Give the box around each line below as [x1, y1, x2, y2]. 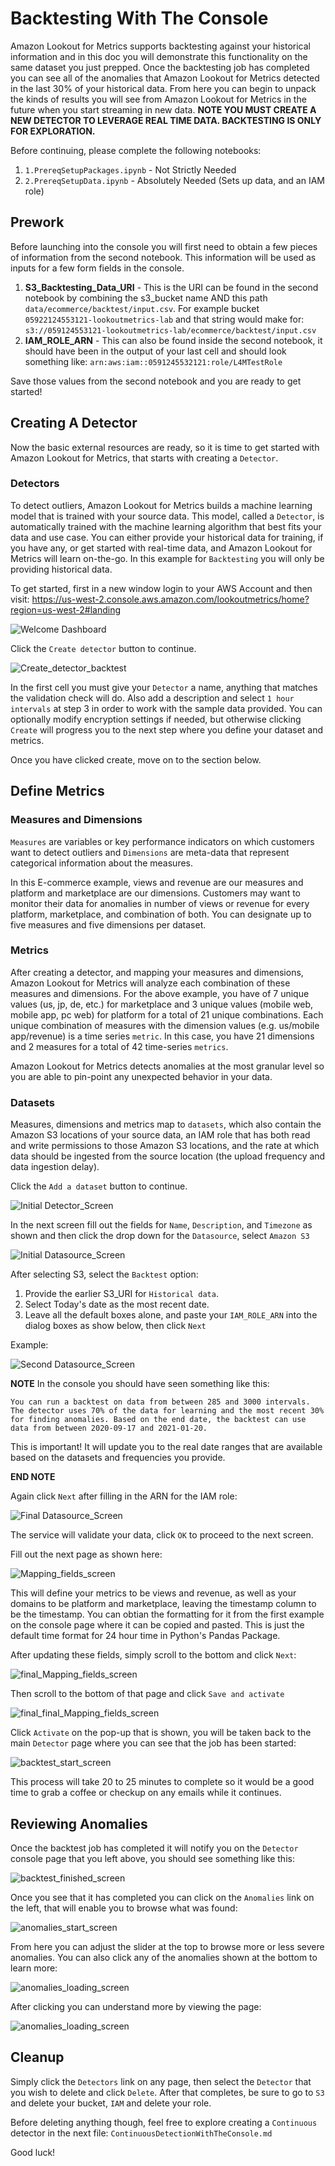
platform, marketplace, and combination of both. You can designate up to [10, 908, 312, 920]
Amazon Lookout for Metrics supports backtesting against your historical [10, 40, 311, 52]
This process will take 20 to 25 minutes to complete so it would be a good [10, 1776, 315, 1788]
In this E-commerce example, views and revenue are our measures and [10, 876, 304, 888]
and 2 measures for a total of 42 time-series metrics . [10, 1040, 229, 1052]
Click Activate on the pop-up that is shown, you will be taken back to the [10, 1727, 312, 1739]
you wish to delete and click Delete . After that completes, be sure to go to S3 [10, 2086, 325, 2098]
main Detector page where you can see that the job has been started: [10, 1737, 297, 1749]
